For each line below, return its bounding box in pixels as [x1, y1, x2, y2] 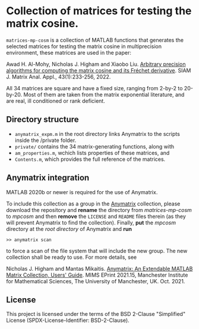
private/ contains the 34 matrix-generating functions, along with [14, 143, 174, 150]
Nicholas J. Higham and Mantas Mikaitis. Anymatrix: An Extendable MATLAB [6, 265, 193, 272]
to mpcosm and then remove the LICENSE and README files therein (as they [6, 213, 186, 220]
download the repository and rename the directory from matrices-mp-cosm [6, 206, 192, 213]
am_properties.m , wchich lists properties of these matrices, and [14, 149, 170, 156]
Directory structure [6, 115, 79, 125]
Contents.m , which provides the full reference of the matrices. [14, 156, 166, 163]
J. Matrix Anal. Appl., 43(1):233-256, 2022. [6, 73, 111, 80]
